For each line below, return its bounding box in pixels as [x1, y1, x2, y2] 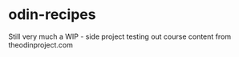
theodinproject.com [8, 40, 74, 49]
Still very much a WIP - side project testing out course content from [8, 32, 231, 41]
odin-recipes [8, 6, 96, 24]
